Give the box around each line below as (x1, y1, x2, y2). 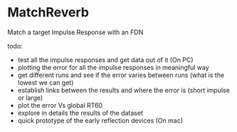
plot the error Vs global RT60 (17, 101, 103, 109)
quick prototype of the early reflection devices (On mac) (17, 116, 184, 125)
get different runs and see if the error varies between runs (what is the (17, 71, 225, 79)
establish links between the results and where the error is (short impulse (17, 86, 230, 94)
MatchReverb (7, 4, 89, 21)
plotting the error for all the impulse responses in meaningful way (17, 63, 210, 71)
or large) (17, 93, 43, 102)
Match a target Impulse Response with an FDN (7, 28, 144, 36)
